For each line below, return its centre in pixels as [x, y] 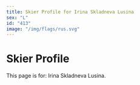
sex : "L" [17, 18]
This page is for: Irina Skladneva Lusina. [56, 76]
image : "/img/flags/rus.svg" [43, 29]
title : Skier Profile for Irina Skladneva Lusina [70, 12]
